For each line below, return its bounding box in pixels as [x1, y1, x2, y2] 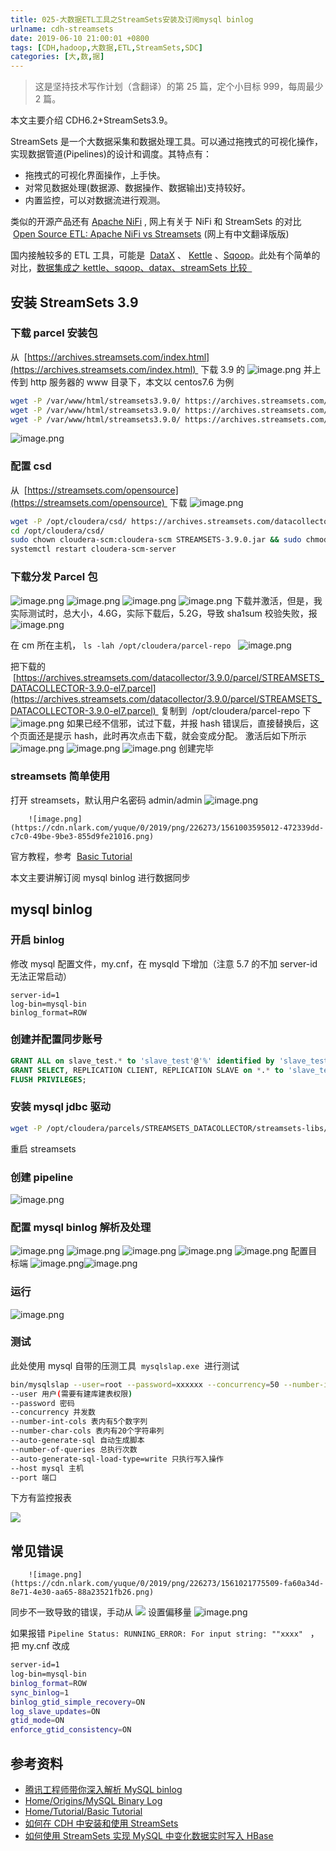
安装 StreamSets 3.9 [10, 294, 139, 311]
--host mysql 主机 [10, 1463, 84, 1473]
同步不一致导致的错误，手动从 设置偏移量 [10, 1606, 192, 1618]
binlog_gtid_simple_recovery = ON [10, 1697, 145, 1707]
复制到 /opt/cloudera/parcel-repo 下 [160, 704, 312, 716]
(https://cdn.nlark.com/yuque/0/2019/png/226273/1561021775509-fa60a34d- [10, 1579, 325, 1589]
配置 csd [10, 459, 52, 473]
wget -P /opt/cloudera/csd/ [10, 516, 128, 526]
